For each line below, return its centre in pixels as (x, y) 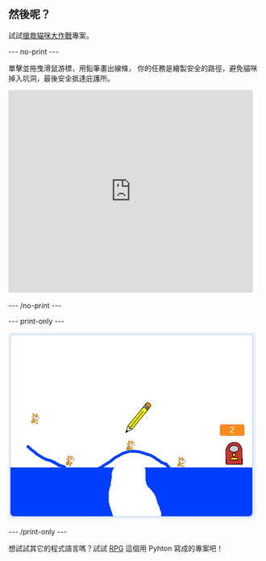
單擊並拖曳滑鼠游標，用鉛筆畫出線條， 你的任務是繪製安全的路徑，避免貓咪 (133, 68)
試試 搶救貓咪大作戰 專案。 (51, 35)
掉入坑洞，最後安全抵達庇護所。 (61, 78)
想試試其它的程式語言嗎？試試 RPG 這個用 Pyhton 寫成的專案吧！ (116, 548)
